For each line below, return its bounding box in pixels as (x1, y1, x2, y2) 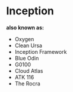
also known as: (6, 24, 45, 31)
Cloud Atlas (14, 67, 43, 74)
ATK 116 (14, 73, 34, 81)
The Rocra (14, 79, 40, 87)
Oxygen (14, 35, 34, 42)
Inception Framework (14, 48, 67, 55)
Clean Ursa (14, 42, 43, 49)
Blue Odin (14, 54, 39, 62)
